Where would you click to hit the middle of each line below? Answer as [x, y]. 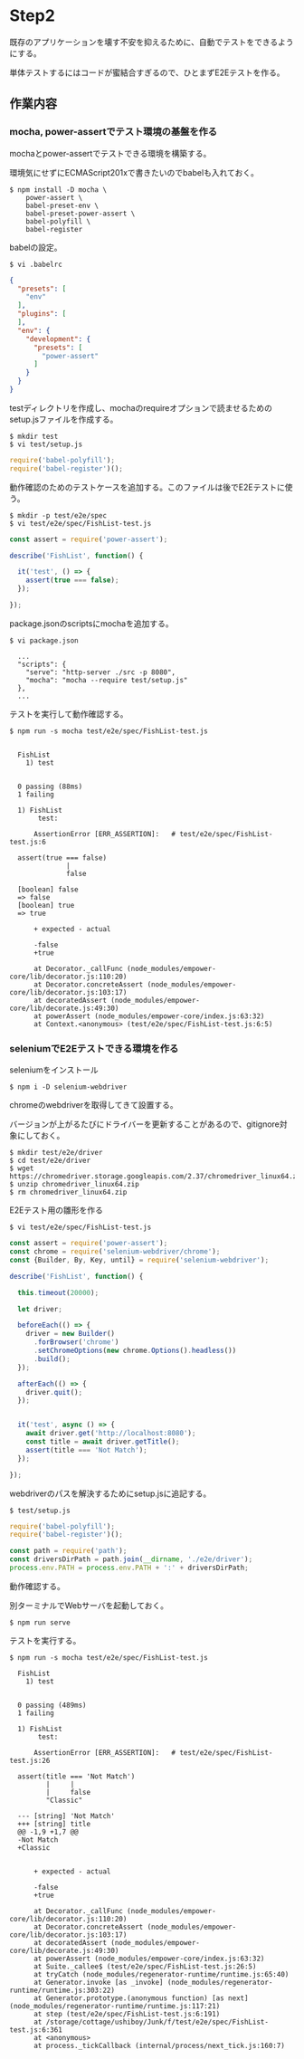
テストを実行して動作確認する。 [69, 714]
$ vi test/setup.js [46, 444]
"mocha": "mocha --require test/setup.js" [107, 680]
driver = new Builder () [71, 1334]
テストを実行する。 [45, 1640]
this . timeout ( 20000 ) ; [58, 1292]
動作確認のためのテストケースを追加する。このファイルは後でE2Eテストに [147, 487]
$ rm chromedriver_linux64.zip [68, 1192]
